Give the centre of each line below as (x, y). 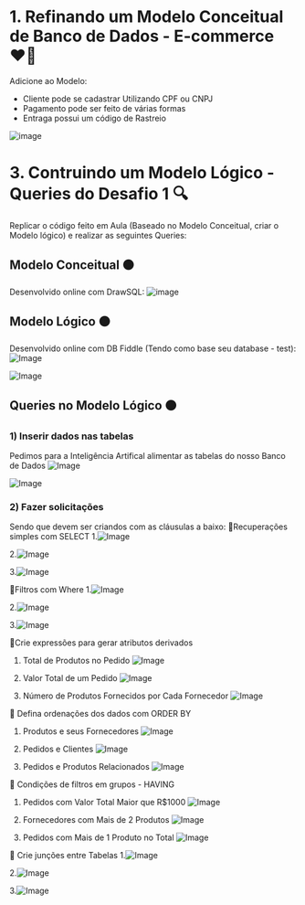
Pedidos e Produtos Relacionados (86, 767)
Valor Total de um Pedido (70, 678)
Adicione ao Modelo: (48, 80)
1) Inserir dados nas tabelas (72, 436)
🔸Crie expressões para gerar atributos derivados (101, 643)
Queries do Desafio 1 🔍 (99, 194)
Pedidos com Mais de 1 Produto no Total (99, 837)
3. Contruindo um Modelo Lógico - (142, 173)
